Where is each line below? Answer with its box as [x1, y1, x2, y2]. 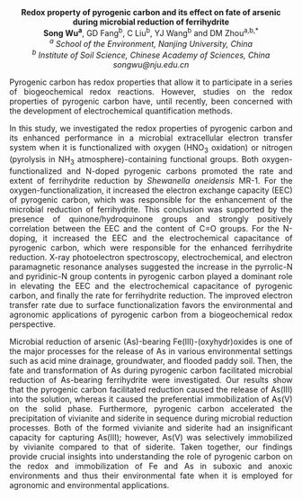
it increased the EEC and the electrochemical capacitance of [42, 232, 293, 243]
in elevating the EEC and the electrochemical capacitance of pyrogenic [9, 280, 293, 291]
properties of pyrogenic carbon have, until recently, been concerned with [9, 95, 293, 106]
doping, [9, 232, 38, 243]
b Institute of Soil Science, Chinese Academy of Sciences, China [31, 48, 271, 60]
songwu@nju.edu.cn [112, 59, 190, 69]
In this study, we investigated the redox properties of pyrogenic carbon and [9, 122, 293, 133]
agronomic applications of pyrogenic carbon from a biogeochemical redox [9, 309, 293, 320]
